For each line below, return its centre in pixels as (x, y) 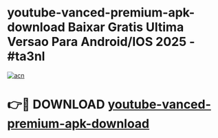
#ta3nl (26, 57)
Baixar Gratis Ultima (126, 27)
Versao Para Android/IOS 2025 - (101, 42)
